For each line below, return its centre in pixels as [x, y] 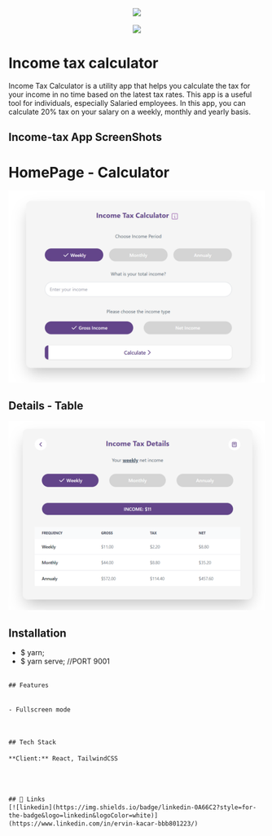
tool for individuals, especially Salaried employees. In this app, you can [127, 103]
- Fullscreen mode [39, 709]
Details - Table [46, 406]
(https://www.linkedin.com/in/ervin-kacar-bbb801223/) [103, 823]
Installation [37, 633]
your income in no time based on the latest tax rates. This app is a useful [130, 94]
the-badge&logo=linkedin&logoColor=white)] [83, 815]
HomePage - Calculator [89, 172]
